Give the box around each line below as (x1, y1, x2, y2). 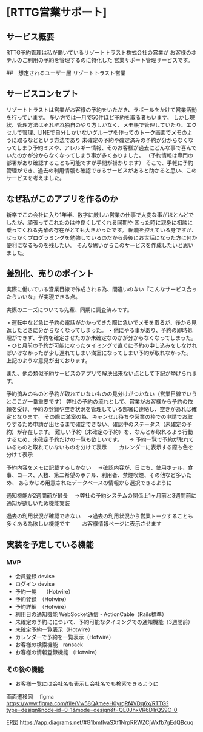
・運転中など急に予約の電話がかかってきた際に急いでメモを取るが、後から (6, 319, 192, 327)
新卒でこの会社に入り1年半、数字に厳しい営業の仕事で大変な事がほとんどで (6, 211, 194, 219)
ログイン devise (15, 580, 55, 588)
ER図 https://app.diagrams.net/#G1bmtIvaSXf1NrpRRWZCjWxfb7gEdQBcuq (6, 719, 194, 726)
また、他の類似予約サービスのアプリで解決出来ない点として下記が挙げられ (6, 370, 192, 377)
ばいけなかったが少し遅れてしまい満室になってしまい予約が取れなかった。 (6, 350, 192, 357)
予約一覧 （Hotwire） (15, 588, 74, 595)
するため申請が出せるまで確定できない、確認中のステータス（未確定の (11, 421, 187, 428)
